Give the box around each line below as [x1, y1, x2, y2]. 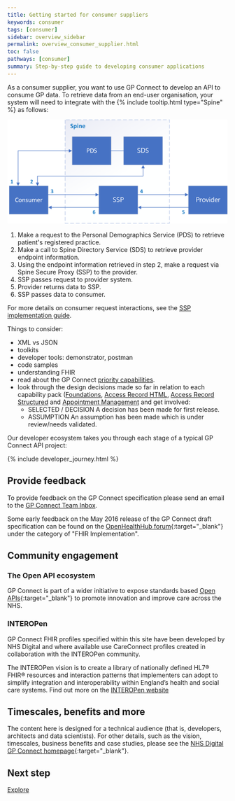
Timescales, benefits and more [7, 706, 145, 718]
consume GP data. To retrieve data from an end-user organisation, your [7, 90, 213, 99]
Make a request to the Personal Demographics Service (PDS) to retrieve [17, 230, 225, 239]
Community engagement [7, 550, 119, 562]
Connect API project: [7, 441, 68, 450]
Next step [7, 767, 51, 779]
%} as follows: [7, 105, 49, 113]
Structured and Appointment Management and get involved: [17, 398, 191, 406]
